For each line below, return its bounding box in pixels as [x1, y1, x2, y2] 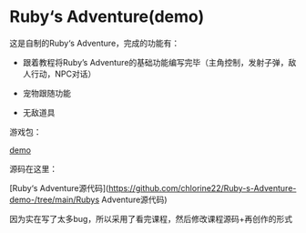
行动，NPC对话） [30, 68, 97, 79]
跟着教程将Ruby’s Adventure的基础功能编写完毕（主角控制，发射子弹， [22, 56, 289, 67]
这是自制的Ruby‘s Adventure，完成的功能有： [9, 37, 180, 48]
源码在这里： [9, 163, 57, 174]
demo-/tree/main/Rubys [9, 194, 100, 205]
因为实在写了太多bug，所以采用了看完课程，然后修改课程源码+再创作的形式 [9, 213, 293, 224]
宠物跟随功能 [22, 87, 71, 98]
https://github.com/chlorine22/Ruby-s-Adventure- [107, 182, 297, 193]
